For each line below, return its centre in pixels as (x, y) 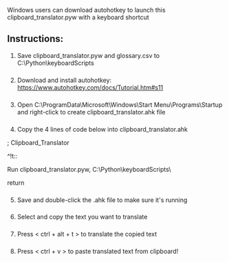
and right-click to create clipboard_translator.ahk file (91, 112)
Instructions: (35, 39)
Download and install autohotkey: (64, 80)
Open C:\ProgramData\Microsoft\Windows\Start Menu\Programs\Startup (120, 104)
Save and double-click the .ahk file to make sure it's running (102, 200)
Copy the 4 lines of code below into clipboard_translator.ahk (102, 129)
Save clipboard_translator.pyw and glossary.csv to (88, 55)
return (16, 183)
